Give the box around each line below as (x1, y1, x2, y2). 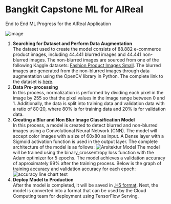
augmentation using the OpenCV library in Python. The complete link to (12, 73, 163, 79)
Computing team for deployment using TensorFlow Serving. (12, 193, 139, 199)
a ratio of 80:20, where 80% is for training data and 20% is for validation (12, 106, 166, 112)
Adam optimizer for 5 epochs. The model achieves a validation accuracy (12, 155, 165, 161)
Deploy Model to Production (12, 176, 74, 182)
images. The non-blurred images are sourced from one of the (29, 56, 159, 63)
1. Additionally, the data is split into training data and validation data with (12, 100, 165, 106)
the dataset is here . (12, 78, 54, 85)
